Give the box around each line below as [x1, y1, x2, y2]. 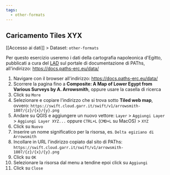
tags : [6, 7, 17, 13]
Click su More [13, 92, 41, 98]
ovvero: [13, 103, 30, 109]
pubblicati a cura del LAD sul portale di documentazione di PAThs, [6, 60, 145, 67]
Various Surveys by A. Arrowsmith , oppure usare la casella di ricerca [13, 86, 161, 93]
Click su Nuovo [13, 123, 43, 129]
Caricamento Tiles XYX [6, 31, 82, 40]
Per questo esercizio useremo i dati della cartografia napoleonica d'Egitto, [6, 55, 162, 61]
